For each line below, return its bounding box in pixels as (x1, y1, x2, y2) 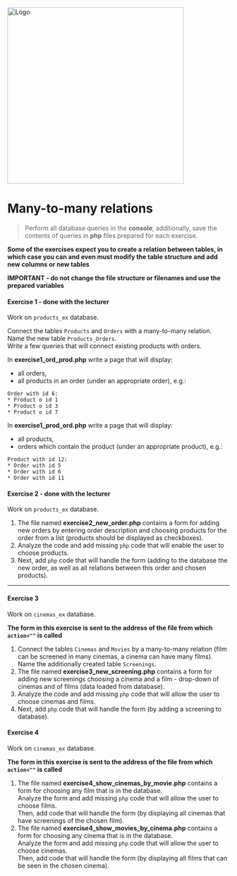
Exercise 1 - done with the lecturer (7, 297, 109, 306)
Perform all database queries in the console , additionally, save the (24, 224, 217, 232)
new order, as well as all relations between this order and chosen (17, 564, 207, 572)
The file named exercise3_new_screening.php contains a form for (17, 667, 213, 676)
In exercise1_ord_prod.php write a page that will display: (7, 356, 173, 364)
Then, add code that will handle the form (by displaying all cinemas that (17, 808, 226, 817)
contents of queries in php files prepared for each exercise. (24, 231, 198, 239)
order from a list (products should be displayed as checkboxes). (17, 534, 204, 542)
